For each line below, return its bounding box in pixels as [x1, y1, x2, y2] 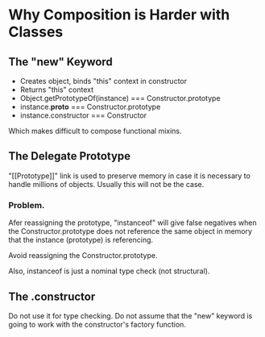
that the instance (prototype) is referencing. [8, 235, 154, 245]
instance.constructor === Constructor [19, 110, 147, 120]
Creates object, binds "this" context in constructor [19, 77, 188, 85]
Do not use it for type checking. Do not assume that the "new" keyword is [8, 310, 253, 320]
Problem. [8, 199, 45, 210]
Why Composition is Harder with [8, 6, 230, 24]
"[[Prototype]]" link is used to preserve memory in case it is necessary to [8, 171, 251, 181]
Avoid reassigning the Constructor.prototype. [8, 251, 158, 260]
